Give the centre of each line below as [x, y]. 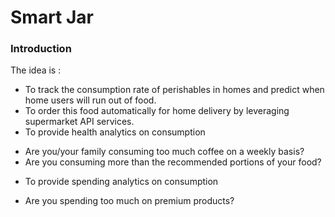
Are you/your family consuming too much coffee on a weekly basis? [164, 152]
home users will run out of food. [90, 100]
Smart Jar [52, 17]
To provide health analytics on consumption [115, 132]
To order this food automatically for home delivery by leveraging [157, 111]
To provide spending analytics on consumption [121, 182]
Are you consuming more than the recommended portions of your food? [173, 162]
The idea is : [36, 70]
